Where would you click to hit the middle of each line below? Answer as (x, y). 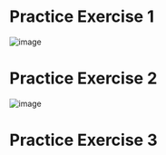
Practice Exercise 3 (83, 140)
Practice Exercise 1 (82, 17)
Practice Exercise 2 (83, 78)
